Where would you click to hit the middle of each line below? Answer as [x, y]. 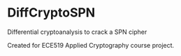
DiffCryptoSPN [51, 13]
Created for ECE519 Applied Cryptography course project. [91, 45]
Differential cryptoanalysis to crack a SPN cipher [77, 32]
